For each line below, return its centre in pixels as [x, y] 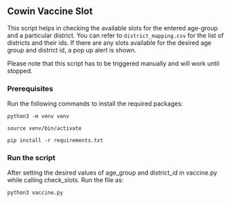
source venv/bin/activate [44, 128]
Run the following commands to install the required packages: [95, 104]
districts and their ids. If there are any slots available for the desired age [109, 42]
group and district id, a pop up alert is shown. [72, 50]
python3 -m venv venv [38, 117]
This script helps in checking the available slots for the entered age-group [112, 28]
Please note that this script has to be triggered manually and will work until [113, 63]
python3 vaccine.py [35, 193]
